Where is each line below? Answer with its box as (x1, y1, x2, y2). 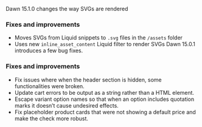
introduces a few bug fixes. (14, 47, 83, 54)
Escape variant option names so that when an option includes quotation (14, 95, 195, 103)
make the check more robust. (14, 115, 89, 122)
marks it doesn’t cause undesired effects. (14, 101, 119, 109)
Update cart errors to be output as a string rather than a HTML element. (14, 89, 195, 96)
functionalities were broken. (14, 82, 85, 90)
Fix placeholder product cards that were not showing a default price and (14, 108, 196, 115)
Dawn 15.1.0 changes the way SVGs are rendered (5, 5, 128, 12)
